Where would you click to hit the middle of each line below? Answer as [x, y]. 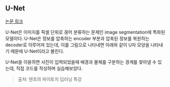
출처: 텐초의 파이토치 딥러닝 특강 [50, 79]
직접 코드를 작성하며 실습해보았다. [49, 68]
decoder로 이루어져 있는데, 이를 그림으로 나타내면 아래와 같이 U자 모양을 [77, 45]
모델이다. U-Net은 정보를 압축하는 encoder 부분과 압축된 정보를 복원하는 [77, 38]
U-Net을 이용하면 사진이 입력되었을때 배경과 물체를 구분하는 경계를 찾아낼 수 [81, 62]
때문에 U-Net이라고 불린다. [37, 51]
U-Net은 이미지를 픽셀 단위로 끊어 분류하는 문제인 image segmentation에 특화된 [85, 32]
